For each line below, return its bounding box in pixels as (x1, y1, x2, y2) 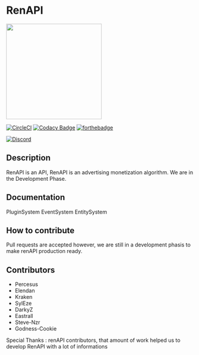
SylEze (14, 300, 32, 307)
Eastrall (14, 313, 33, 320)
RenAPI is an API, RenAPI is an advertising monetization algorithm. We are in (6, 168, 194, 176)
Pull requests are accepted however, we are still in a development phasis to (6, 241, 191, 248)
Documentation (6, 192, 66, 203)
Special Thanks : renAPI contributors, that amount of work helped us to (6, 337, 181, 344)
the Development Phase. (6, 175, 67, 182)
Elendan (14, 287, 35, 294)
